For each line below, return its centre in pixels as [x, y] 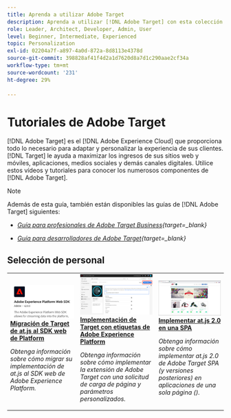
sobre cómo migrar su [41, 359]
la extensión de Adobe [112, 370]
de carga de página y [111, 384]
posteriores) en [180, 378]
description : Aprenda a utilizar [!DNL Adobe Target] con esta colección [115, 22]
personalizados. [103, 399]
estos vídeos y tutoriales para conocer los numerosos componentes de [108, 170]
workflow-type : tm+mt [38, 65]
